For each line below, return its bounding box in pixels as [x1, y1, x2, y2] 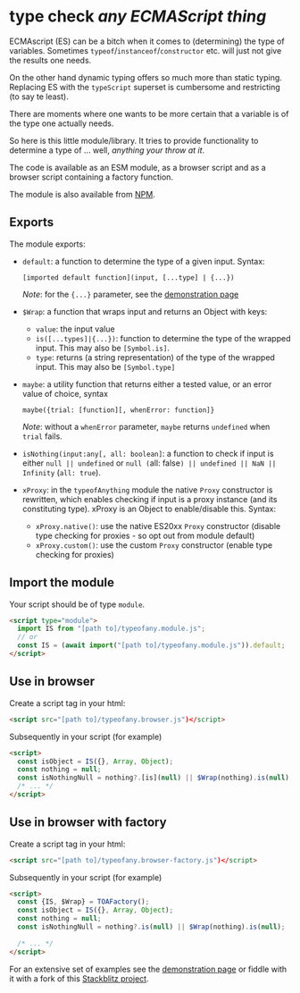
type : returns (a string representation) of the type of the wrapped [35, 351, 275, 363]
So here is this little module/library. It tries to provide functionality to [9, 135, 259, 146]
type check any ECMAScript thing [9, 6, 267, 27]
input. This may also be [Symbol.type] [35, 361, 176, 372]
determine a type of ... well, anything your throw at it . [9, 145, 205, 156]
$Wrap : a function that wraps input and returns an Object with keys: [21, 306, 268, 316]
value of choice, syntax [21, 388, 109, 399]
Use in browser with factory [9, 815, 167, 830]
